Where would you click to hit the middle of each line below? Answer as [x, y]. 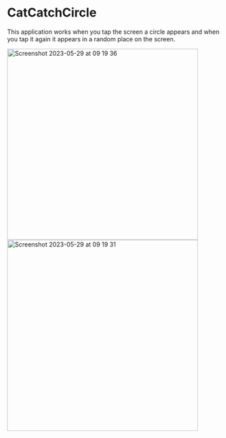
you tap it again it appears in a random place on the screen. [91, 39]
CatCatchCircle [52, 13]
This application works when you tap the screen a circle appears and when [113, 32]
